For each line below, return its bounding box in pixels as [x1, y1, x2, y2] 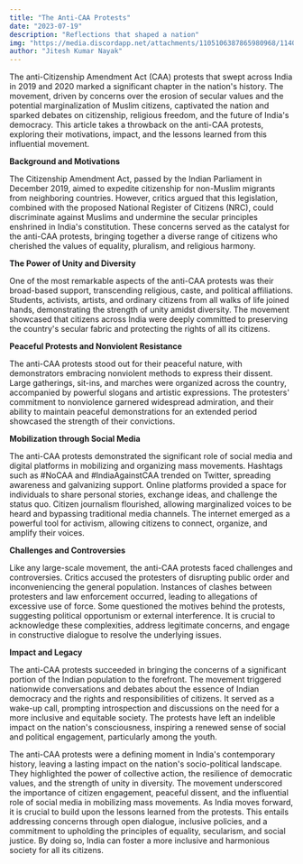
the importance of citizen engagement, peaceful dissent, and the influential [9, 787, 289, 798]
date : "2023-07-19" [9, 22, 83, 31]
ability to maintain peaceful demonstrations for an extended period [9, 407, 258, 418]
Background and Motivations [9, 156, 120, 167]
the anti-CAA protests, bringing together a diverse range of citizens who [9, 231, 278, 242]
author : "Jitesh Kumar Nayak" [9, 47, 124, 56]
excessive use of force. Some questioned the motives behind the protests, [9, 601, 286, 611]
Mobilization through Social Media [9, 434, 142, 445]
